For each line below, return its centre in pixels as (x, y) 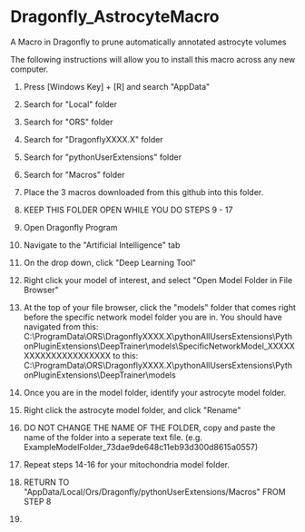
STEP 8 (37, 501)
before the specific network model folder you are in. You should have (152, 317)
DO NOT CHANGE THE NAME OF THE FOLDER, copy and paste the (149, 428)
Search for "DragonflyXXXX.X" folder (93, 139)
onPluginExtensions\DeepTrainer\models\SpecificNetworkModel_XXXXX (159, 346)
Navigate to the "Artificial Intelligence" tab (102, 245)
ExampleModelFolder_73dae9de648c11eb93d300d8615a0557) (141, 447)
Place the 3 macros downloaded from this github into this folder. (143, 192)
